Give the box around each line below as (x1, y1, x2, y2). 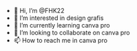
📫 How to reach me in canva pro (13, 37, 108, 44)
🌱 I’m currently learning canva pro (13, 21, 110, 29)
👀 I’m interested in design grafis (13, 14, 104, 22)
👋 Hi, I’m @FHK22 (13, 7, 65, 14)
